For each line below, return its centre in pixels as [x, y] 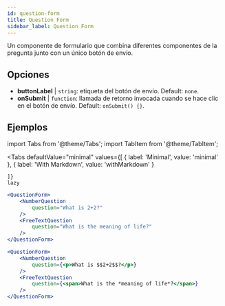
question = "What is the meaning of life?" [92, 227]
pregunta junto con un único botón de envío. [70, 53]
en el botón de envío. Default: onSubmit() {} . [81, 106]
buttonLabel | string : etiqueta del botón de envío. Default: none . [108, 91]
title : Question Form [38, 20]
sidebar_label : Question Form [51, 26]
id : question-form [33, 13]
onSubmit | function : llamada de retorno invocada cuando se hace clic [118, 98]
